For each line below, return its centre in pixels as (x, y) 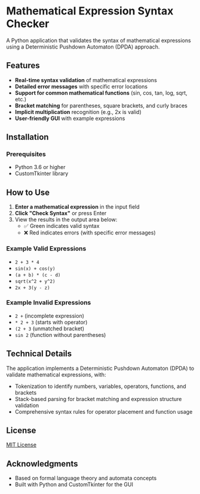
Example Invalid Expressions (49, 303)
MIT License (21, 445)
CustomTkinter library (41, 174)
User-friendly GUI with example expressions (70, 118)
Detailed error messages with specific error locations (81, 86)
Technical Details (39, 354)
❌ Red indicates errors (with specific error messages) (90, 233)
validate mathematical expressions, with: (56, 374)
